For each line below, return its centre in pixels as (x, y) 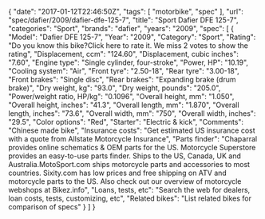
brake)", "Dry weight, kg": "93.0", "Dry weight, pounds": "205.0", (115, 88)
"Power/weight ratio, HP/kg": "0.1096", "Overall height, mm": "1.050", (121, 96)
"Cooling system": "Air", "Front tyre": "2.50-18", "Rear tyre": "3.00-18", (124, 71)
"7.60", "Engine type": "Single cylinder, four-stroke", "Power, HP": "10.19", (129, 62)
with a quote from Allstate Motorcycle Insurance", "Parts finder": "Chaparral (133, 139)
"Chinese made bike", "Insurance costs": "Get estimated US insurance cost (132, 130)
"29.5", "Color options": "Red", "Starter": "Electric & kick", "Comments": (126, 122)
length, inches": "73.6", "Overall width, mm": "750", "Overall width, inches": (132, 113)
